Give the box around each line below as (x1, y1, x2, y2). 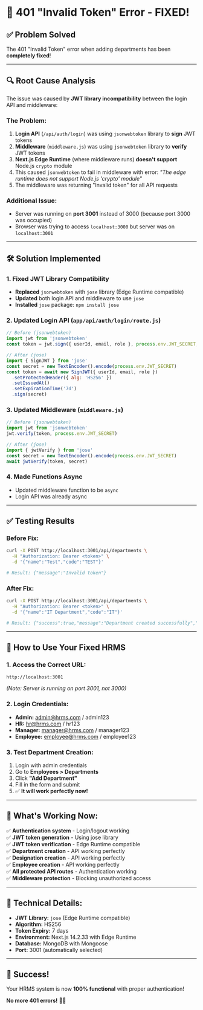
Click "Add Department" (14, 774, 77, 782)
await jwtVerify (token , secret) (6, 458, 88, 465)
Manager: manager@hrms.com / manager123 (14, 726, 130, 733)
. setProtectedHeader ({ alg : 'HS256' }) (11, 375, 112, 381)
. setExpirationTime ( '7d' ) (11, 386, 77, 392)
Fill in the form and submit (14, 781, 80, 788)
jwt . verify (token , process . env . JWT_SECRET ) (6, 431, 118, 437)
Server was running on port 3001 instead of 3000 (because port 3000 (14, 210, 191, 217)
